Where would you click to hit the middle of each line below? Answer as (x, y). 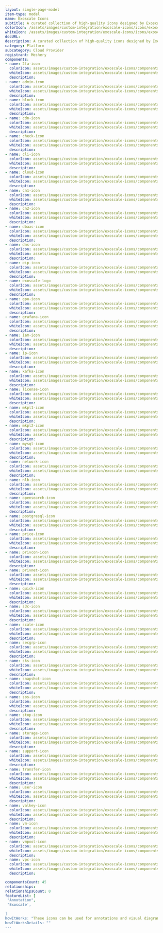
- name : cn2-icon (23, 209)
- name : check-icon (25, 136)
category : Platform (25, 46)
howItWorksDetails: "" (28, 923)
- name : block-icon (25, 100)
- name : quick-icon (25, 588)
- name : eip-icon (23, 263)
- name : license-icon (27, 390)
